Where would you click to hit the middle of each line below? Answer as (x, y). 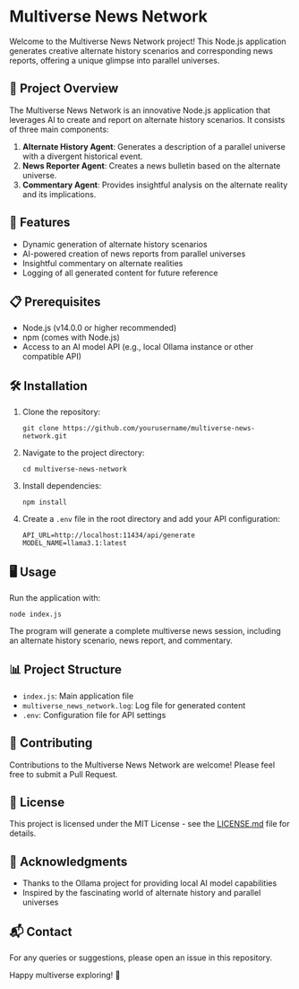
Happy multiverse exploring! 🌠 (65, 976)
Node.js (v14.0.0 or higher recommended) (99, 328)
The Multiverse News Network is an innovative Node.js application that (140, 110)
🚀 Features (40, 223)
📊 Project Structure (66, 670)
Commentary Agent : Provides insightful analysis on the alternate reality (155, 185)
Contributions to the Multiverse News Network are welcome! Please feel (142, 765)
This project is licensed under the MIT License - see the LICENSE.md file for (149, 824)
